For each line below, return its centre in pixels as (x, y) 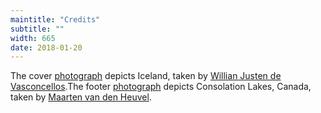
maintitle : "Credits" (55, 19)
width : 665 (33, 38)
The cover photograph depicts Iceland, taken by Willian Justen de (146, 76)
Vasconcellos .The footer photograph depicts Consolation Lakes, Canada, (161, 87)
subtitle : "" (37, 29)
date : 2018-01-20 (46, 47)
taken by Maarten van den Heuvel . (81, 97)
